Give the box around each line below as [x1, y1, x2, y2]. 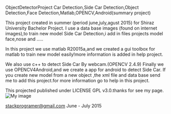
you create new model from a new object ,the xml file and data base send [5, 72, 160, 78]
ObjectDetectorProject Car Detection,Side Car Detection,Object [5, 5, 139, 10]
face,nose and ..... [5, 36, 44, 42]
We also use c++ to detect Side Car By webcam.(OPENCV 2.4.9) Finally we [5, 61, 164, 67]
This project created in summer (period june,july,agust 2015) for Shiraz [5, 20, 155, 26]
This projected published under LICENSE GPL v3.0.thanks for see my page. [5, 87, 164, 94]
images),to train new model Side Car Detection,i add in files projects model [5, 31, 163, 36]
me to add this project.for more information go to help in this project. [5, 78, 150, 83]
